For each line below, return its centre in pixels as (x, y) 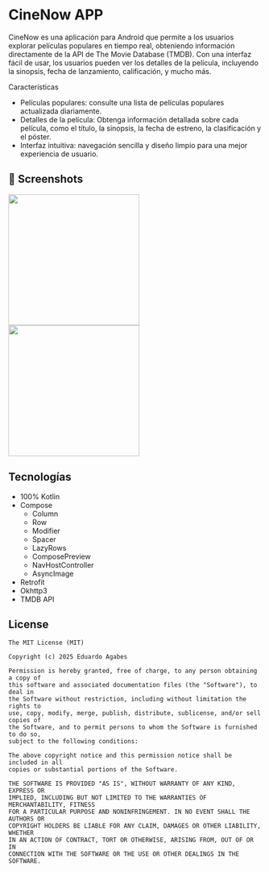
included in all (35, 762)
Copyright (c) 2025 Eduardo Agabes (68, 657)
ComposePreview (61, 556)
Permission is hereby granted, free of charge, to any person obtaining (133, 671)
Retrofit (32, 582)
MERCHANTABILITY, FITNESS (52, 805)
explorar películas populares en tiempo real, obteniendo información (122, 45)
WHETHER (21, 833)
